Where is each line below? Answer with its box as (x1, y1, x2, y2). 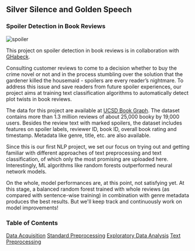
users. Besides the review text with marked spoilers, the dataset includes (6, 119, 183, 126)
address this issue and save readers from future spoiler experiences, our (6, 83, 182, 90)
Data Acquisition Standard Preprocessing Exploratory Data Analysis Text (6, 232, 181, 239)
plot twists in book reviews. (6, 95, 72, 102)
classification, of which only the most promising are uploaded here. (6, 155, 169, 163)
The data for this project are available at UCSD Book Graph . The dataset (6, 106, 180, 114)
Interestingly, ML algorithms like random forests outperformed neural (6, 161, 173, 169)
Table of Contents (6, 219, 59, 227)
